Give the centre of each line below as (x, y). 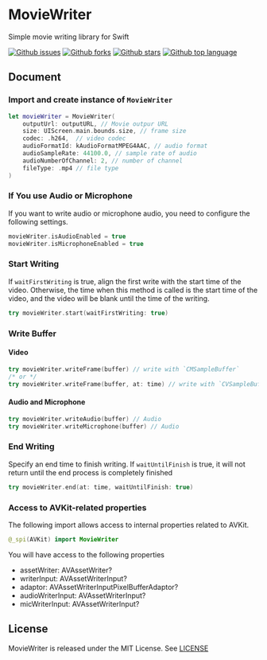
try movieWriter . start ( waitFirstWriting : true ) (89, 313)
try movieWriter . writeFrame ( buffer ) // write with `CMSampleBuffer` (124, 369)
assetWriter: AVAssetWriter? (66, 570)
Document (35, 77)
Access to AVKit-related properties (77, 507)
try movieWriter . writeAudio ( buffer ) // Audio (85, 419)
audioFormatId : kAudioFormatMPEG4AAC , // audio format (115, 146)
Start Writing (34, 264)
